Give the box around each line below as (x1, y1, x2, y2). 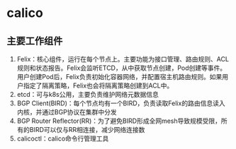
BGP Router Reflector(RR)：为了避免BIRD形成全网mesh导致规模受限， (16, 117, 221, 125)
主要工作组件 (6, 35, 63, 47)
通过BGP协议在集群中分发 (41, 108, 118, 116)
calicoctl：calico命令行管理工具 (16, 134, 109, 143)
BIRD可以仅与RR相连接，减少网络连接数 (29, 126, 145, 133)
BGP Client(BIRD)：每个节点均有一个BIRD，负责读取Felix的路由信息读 (16, 99, 219, 107)
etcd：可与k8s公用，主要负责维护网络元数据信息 (16, 90, 159, 98)
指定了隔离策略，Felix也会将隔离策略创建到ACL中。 (23, 81, 174, 90)
